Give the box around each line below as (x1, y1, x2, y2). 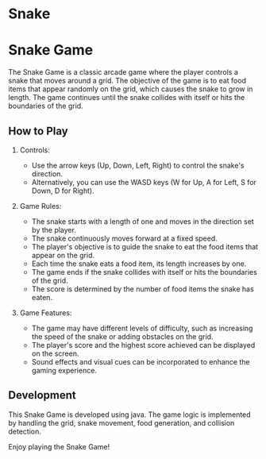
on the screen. (31, 349, 79, 358)
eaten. (31, 292, 53, 302)
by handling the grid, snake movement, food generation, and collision (8, 418, 235, 427)
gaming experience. (31, 365, 98, 375)
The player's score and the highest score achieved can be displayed (31, 340, 256, 349)
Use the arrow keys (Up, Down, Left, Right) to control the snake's (31, 160, 245, 170)
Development (8, 388, 77, 402)
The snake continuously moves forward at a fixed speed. (31, 233, 218, 243)
